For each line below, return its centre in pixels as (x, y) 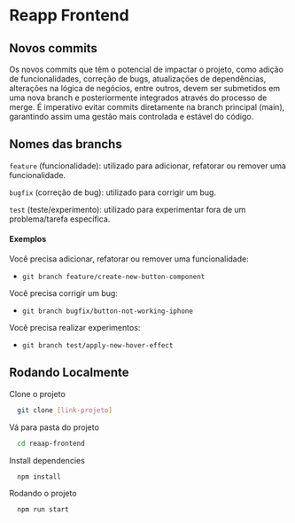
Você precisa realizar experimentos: (75, 328)
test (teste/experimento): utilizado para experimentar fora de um (128, 209)
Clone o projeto (38, 394)
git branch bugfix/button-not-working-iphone (107, 311)
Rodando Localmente (69, 373)
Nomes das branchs (66, 144)
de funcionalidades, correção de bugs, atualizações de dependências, (138, 79)
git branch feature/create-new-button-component (113, 277)
